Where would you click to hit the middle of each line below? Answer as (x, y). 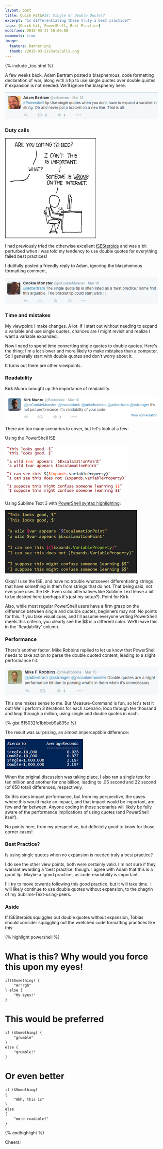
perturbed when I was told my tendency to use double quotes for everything (81, 251)
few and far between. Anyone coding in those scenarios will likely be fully (78, 807)
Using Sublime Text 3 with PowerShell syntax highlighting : (63, 503)
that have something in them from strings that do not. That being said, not (79, 586)
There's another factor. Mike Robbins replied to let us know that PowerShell (80, 650)
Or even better (35, 1076)
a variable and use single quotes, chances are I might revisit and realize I (78, 331)
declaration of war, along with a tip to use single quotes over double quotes (80, 80)
